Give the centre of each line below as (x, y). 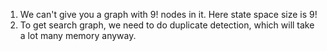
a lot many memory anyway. (78, 35)
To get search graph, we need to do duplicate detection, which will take (167, 25)
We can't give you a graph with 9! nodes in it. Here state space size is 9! (168, 14)
